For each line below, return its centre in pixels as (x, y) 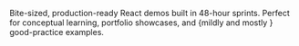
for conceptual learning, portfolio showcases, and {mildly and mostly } (141, 23)
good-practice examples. (57, 32)
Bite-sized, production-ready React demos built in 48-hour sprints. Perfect (149, 13)
